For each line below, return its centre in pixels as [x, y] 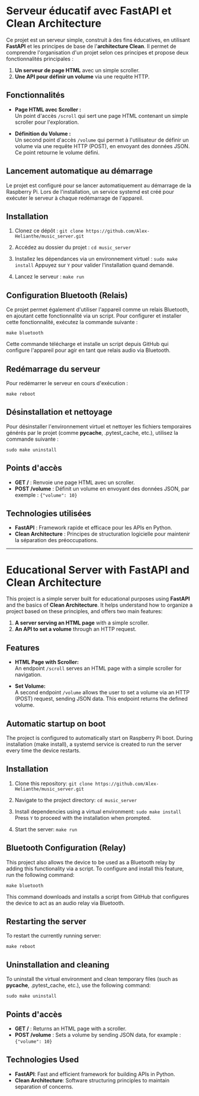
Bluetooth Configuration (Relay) [66, 848]
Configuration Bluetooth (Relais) [67, 295]
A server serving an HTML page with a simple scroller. [82, 623]
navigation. [28, 675]
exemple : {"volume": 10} [46, 495]
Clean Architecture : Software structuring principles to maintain [92, 1080]
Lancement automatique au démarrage [79, 171]
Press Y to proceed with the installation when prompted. [83, 818]
